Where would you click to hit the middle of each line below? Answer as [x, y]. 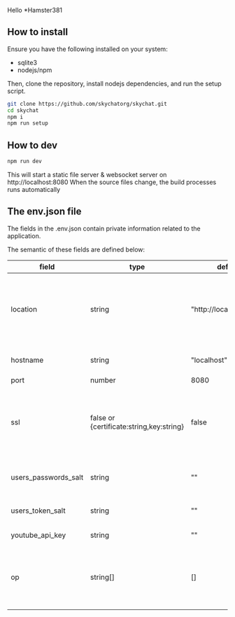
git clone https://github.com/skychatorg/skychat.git [87, 104]
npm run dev [24, 161]
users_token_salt [38, 511]
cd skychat [23, 110]
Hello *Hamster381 [35, 10]
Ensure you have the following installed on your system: [87, 49]
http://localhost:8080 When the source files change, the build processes [112, 182]
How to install [38, 32]
